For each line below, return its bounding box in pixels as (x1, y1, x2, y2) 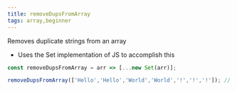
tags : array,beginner (7, 17, 72, 24)
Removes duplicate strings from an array (7, 36, 127, 45)
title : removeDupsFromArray (7, 10, 91, 18)
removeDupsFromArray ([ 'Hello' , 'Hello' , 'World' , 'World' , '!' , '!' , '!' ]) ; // (7, 77, 231, 84)
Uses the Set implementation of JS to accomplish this (17, 50, 175, 59)
